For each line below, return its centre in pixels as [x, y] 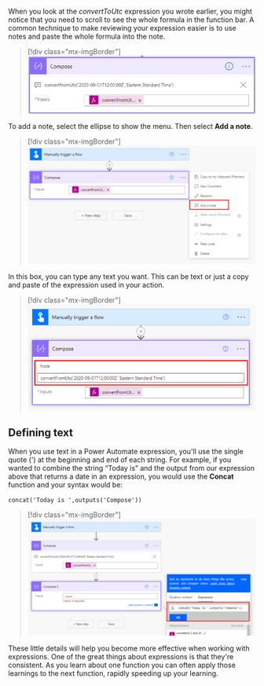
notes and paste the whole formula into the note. [87, 36]
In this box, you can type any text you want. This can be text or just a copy [128, 276]
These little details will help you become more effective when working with [129, 648]
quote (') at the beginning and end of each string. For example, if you [120, 460]
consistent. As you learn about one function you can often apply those [122, 665]
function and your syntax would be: [66, 485]
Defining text [40, 433]
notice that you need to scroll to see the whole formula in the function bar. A [131, 20]
